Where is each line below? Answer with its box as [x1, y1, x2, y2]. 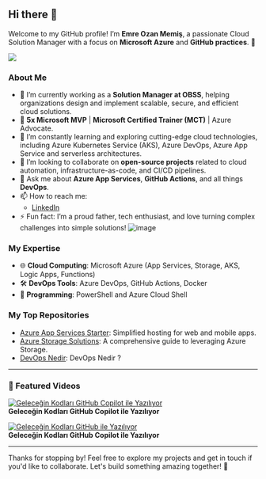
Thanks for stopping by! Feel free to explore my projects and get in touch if [8, 453, 253, 462]
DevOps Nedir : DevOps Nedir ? [19, 353, 121, 363]
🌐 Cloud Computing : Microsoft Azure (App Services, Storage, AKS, [19, 260, 241, 270]
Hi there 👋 [8, 8, 58, 21]
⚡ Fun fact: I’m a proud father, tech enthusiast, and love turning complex [19, 211, 256, 222]
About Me [8, 72, 47, 83]
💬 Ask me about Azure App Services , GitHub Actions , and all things [19, 174, 244, 184]
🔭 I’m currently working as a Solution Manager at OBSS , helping [19, 90, 230, 100]
